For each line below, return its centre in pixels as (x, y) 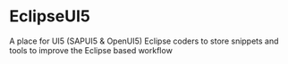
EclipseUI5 (50, 16)
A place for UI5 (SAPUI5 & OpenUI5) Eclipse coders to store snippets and (144, 41)
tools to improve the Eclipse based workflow (91, 50)
